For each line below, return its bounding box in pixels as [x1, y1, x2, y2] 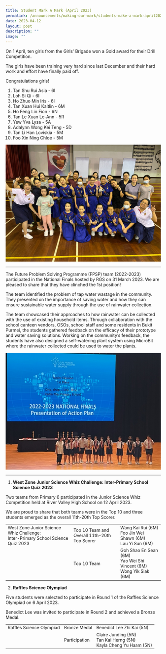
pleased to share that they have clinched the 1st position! [5, 282, 121, 287]
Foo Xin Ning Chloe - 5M [12, 135, 63, 140]
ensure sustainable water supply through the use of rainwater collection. [5, 302, 153, 308]
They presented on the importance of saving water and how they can [5, 297, 146, 302]
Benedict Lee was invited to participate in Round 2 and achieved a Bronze [5, 609, 156, 615]
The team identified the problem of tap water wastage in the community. [5, 291, 153, 297]
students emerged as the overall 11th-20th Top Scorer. [5, 514, 116, 520]
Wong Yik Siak [120, 568, 150, 574]
